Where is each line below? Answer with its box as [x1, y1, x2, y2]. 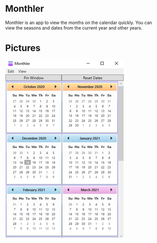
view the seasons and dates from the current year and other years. [5, 24, 143, 30]
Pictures [5, 42, 41, 54]
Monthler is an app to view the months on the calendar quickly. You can [5, 19, 153, 25]
